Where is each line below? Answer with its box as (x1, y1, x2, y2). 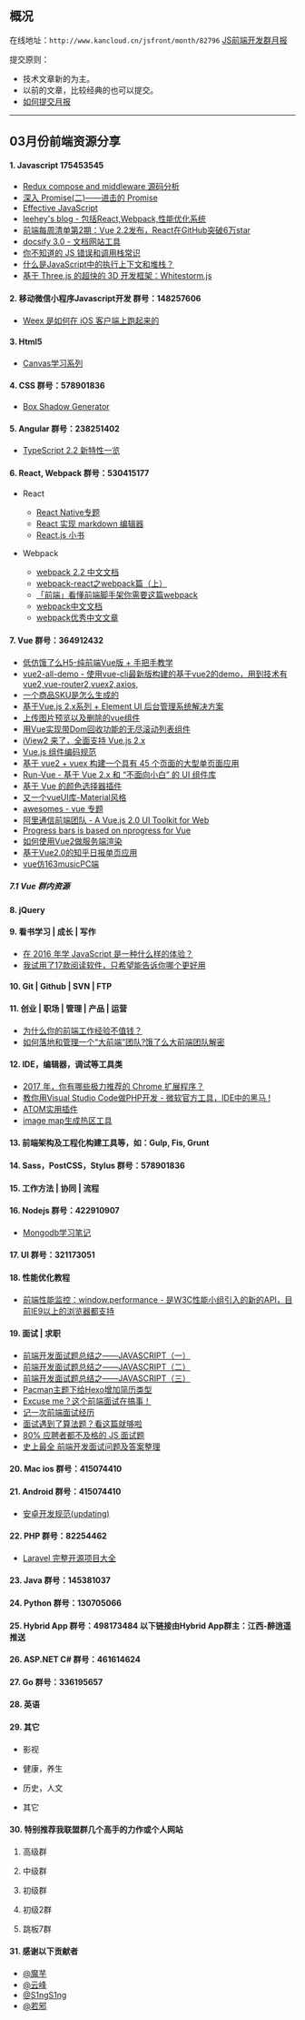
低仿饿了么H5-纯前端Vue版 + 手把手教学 (22, 656, 174, 667)
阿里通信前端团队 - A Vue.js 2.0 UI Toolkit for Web (22, 814, 210, 826)
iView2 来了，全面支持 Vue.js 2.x (22, 735, 146, 746)
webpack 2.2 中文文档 (35, 567, 120, 578)
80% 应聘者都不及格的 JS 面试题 (22, 1429, 145, 1440)
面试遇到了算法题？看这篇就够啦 (22, 1418, 143, 1429)
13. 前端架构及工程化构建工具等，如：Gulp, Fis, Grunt (9, 1137, 210, 1149)
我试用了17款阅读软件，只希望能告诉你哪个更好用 (22, 959, 206, 970)
